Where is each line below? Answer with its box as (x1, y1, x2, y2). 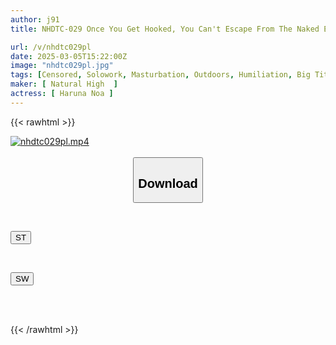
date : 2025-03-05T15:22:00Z (10, 51, 128, 61)
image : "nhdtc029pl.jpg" (10, 61, 114, 71)
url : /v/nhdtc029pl (10, 42, 92, 52)
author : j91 (10, 14, 60, 25)
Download (138, 176, 198, 191)
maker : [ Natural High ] (10, 79, 118, 90)
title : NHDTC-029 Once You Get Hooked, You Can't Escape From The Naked (10, 24, 320, 34)
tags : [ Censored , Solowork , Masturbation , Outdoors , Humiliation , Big (10, 70, 311, 80)
